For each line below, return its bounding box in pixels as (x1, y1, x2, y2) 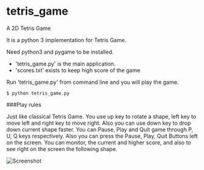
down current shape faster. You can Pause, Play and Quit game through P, (6, 125, 194, 133)
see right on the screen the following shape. (6, 145, 118, 152)
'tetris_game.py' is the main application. (15, 60, 116, 67)
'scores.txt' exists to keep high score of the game (15, 66, 141, 74)
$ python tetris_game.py (6, 90, 70, 96)
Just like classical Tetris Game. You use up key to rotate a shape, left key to (6, 113, 197, 120)
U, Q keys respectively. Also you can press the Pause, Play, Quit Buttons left (6, 132, 198, 139)
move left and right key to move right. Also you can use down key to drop (6, 119, 191, 127)
